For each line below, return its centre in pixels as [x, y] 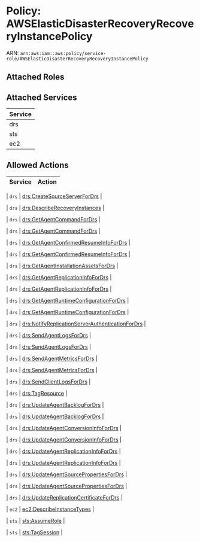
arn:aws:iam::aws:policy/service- [63, 53]
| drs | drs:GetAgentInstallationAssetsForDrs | [62, 266]
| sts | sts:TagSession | [34, 532]
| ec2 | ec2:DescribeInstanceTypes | [50, 509]
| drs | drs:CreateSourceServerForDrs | [54, 196]
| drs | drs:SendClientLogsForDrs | [49, 382]
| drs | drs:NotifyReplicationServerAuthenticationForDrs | [76, 324]
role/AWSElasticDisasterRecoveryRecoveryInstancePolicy [77, 59]
